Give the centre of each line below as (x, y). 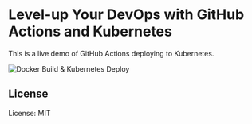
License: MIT (30, 113)
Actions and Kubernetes (91, 31)
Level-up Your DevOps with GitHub (126, 15)
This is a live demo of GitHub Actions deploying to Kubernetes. (111, 53)
